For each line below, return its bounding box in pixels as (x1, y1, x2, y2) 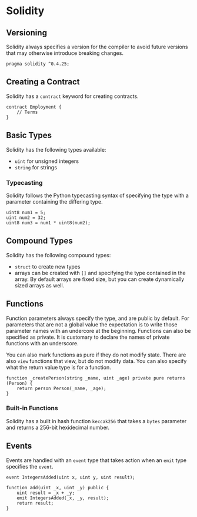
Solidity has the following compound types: (6, 251, 111, 258)
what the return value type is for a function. (6, 364, 111, 371)
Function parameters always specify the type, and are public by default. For (6, 315, 189, 322)
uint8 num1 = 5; (6, 210, 46, 215)
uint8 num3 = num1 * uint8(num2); (6, 220, 91, 225)
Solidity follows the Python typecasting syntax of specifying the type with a (6, 192, 189, 199)
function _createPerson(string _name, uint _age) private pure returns (6, 375, 185, 381)
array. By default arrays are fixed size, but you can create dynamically (14, 276, 185, 283)
